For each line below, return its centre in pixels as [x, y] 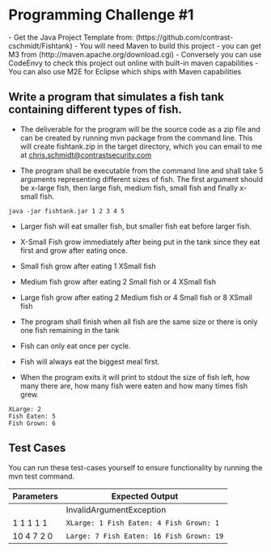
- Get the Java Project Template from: [71, 37]
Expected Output [145, 496]
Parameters [35, 496]
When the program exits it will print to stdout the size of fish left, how [135, 377]
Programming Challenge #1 [101, 15]
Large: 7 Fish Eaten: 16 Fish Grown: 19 [145, 536]
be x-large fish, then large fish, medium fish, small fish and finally [129, 188]
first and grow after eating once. [74, 250]
